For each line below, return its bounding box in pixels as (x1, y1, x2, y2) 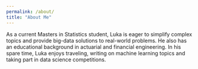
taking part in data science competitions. (6, 56, 106, 63)
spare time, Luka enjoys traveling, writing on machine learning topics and (6, 49, 186, 57)
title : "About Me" (6, 14, 52, 20)
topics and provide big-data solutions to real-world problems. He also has (6, 37, 187, 44)
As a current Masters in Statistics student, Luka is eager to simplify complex (6, 30, 192, 37)
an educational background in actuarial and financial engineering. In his (6, 43, 181, 51)
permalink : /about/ (6, 8, 55, 15)
